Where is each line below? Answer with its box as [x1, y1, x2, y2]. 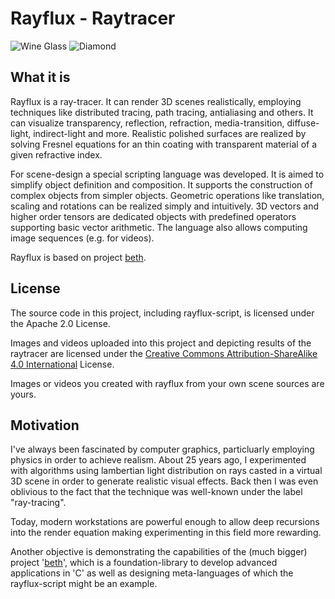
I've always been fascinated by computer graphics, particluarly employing [10, 443, 315, 456]
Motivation [10, 417, 80, 434]
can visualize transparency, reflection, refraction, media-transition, [10, 117, 285, 129]
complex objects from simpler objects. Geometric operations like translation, [10, 189, 325, 201]
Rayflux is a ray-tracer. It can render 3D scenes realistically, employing [10, 95, 302, 107]
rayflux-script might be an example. [10, 578, 158, 590]
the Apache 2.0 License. [10, 317, 111, 329]
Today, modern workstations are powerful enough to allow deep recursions [10, 516, 320, 528]
